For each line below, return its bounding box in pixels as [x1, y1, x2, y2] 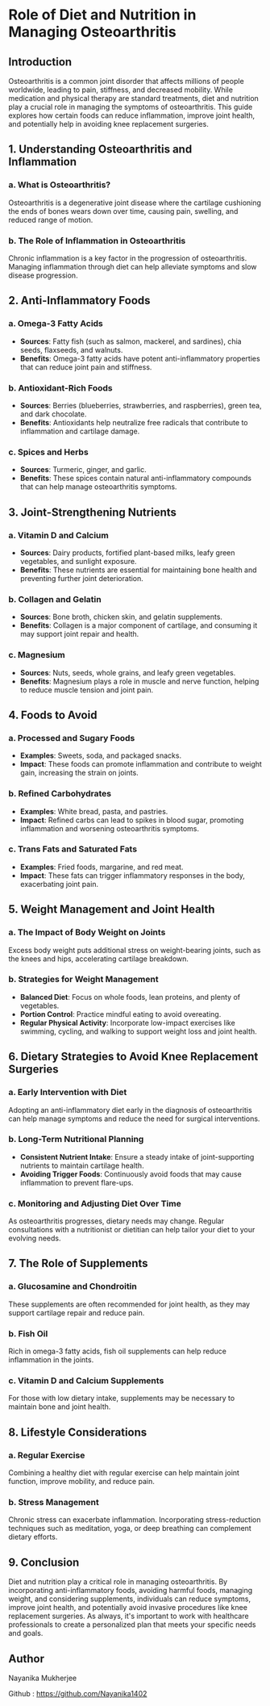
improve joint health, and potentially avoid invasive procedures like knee [8, 1603, 248, 1612]
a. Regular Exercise [8, 1449, 85, 1461]
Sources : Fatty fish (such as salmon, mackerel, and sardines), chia [19, 337, 242, 346]
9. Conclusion [8, 1555, 80, 1569]
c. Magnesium [8, 650, 66, 661]
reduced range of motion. [8, 215, 93, 224]
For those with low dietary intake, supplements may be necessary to [8, 1394, 235, 1403]
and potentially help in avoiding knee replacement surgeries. [8, 119, 210, 128]
